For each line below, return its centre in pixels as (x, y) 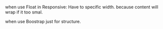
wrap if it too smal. (24, 12)
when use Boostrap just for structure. (43, 22)
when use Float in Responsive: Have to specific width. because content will (82, 7)
